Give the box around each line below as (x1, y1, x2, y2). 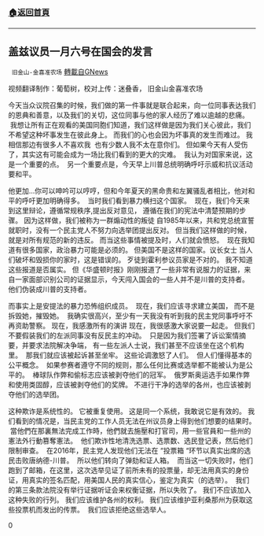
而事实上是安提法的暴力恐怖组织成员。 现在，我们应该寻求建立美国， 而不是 (8, 301, 255, 311)
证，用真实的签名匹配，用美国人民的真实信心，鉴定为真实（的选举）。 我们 (8, 475, 250, 485)
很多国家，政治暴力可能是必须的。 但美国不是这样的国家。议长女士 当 (21, 246, 246, 255)
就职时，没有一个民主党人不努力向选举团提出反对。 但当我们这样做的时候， (8, 226, 251, 235)
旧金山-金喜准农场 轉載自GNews (11, 67, 108, 76)
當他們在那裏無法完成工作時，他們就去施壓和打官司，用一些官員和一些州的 (9, 427, 251, 436)
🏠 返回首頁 (8, 6, 50, 17)
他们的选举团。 (14, 390, 64, 399)
